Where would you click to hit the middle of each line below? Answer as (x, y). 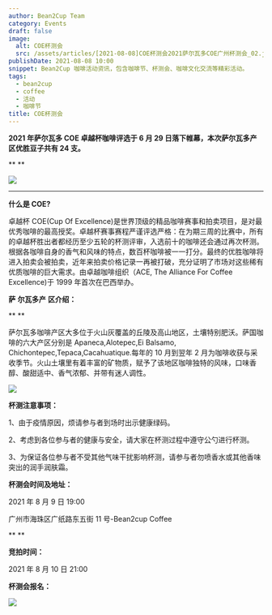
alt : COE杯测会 (39, 46)
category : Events (38, 24)
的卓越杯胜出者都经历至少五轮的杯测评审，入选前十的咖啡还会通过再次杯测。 (136, 241)
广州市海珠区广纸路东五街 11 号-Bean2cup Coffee (90, 519)
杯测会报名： (30, 586)
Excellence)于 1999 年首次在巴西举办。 (73, 282)
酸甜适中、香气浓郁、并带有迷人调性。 (86, 373)
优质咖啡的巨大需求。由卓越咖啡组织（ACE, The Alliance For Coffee (121, 272)
